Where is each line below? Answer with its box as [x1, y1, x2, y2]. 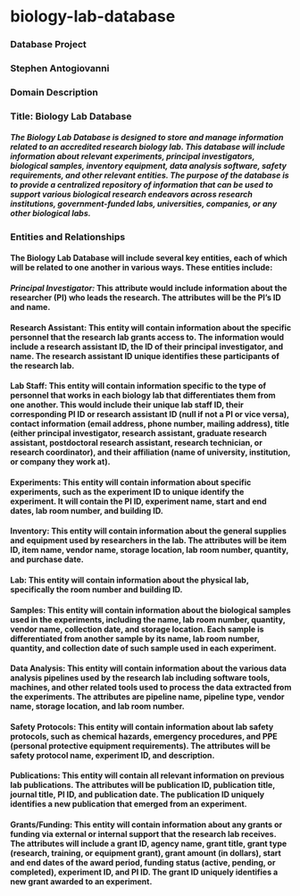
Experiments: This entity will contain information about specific [10, 476, 252, 488]
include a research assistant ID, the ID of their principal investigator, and [10, 341, 284, 352]
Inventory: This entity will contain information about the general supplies [10, 525, 287, 537]
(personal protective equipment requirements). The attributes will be [10, 740, 271, 751]
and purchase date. [10, 554, 84, 565]
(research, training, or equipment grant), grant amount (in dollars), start [10, 847, 282, 858]
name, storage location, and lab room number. [10, 701, 186, 712]
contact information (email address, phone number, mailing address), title [10, 418, 289, 430]
